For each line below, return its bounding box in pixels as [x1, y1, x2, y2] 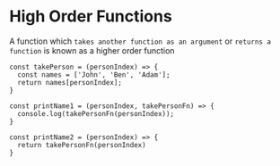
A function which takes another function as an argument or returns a [9, 36, 272, 46]
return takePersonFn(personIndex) [17, 140, 146, 149]
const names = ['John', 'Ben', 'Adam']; [17, 70, 171, 79]
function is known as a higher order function [9, 45, 175, 55]
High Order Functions [9, 6, 172, 27]
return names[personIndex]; [17, 78, 123, 87]
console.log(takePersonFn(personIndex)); [17, 109, 175, 118]
